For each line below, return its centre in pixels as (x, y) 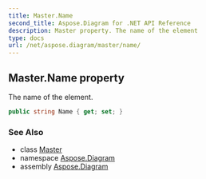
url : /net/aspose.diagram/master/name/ (75, 46)
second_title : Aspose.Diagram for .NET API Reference (100, 23)
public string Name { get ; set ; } (66, 111)
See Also (26, 132)
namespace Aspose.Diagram (67, 158)
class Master (41, 149)
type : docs (26, 38)
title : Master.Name (41, 16)
